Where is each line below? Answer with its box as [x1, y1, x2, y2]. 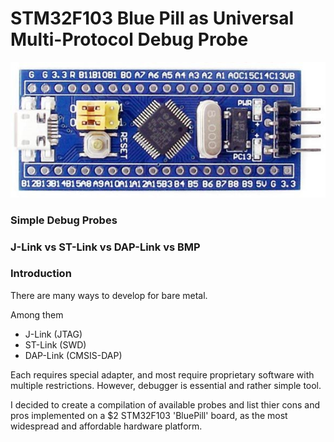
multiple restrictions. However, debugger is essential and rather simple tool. [10, 379, 322, 391]
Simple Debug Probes [10, 213, 118, 227]
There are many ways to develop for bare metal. [10, 289, 208, 301]
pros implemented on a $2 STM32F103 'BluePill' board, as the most [10, 409, 288, 421]
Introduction [10, 267, 72, 281]
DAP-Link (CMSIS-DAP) [24, 349, 123, 361]
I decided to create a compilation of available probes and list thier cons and [10, 398, 321, 411]
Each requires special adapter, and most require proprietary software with [10, 368, 315, 381]
